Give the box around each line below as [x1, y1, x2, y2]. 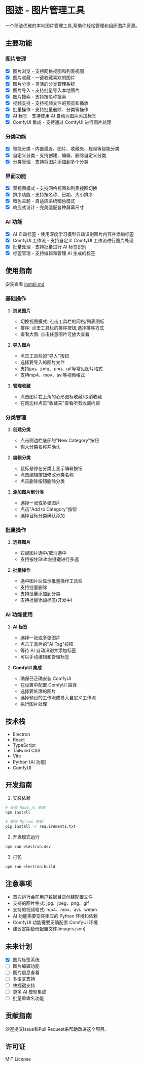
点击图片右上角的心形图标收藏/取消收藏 [20, 393, 102, 399]
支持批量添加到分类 [20, 591, 61, 597]
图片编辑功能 [12, 963, 40, 969]
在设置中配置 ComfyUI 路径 [20, 681, 77, 688]
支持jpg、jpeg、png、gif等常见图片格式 [20, 365, 103, 371]
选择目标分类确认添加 [20, 513, 65, 519]
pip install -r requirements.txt [5, 824, 76, 829]
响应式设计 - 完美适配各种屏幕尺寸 [12, 205, 85, 211]
